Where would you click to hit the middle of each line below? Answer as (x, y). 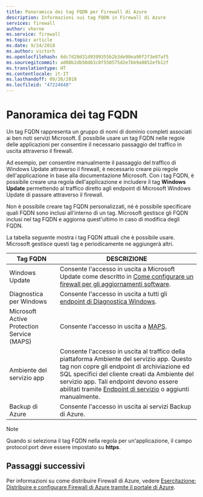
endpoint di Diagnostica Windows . (108, 301)
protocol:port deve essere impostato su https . (63, 447)
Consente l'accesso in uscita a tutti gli (113, 294)
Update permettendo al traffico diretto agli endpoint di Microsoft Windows (98, 188)
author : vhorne (25, 29)
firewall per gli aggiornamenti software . (115, 284)
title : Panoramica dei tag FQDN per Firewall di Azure (77, 12)
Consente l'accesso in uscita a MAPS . (113, 326)
